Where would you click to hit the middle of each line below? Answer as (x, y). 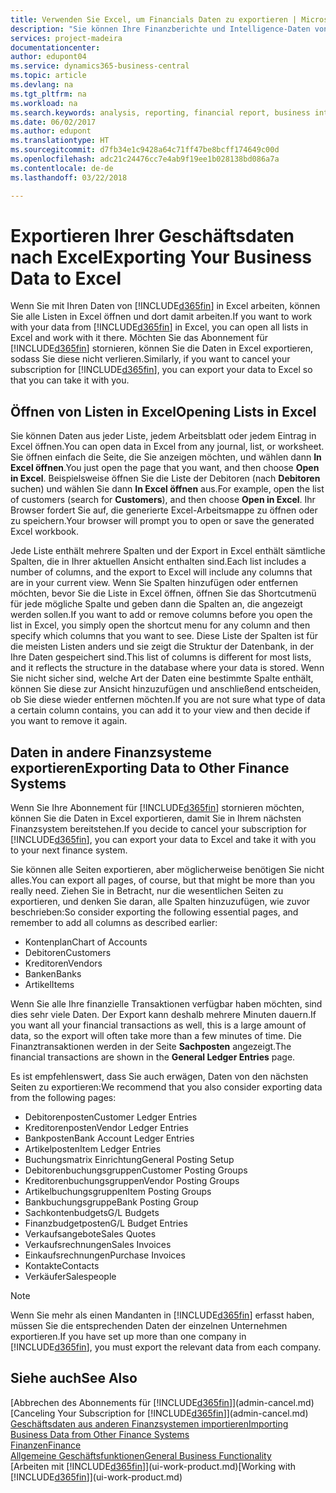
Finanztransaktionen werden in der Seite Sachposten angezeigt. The (151, 1047)
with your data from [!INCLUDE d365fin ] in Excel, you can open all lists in (159, 327)
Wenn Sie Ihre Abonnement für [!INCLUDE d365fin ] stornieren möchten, (157, 808)
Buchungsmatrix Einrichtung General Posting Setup (129, 1160)
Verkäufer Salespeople (70, 1277)
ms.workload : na (44, 103)
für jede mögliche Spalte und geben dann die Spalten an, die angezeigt (156, 604)
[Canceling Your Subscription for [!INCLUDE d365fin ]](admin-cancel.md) (159, 1413)
